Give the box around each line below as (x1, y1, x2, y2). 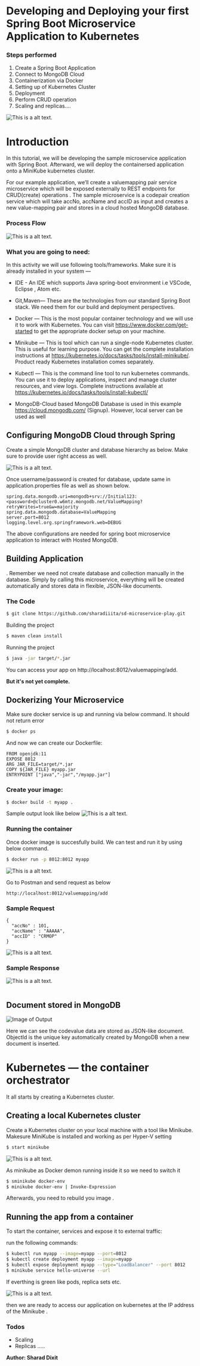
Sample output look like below (6, 810, 81, 817)
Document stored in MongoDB (6, 1000, 121, 1010)
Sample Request (6, 904, 55, 912)
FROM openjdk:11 (6, 751, 47, 757)
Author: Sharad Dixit (6, 1353, 59, 1361)
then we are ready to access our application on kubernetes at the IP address (6, 1301, 195, 1308)
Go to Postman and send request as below (6, 878, 111, 886)
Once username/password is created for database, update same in (6, 476, 171, 483)
